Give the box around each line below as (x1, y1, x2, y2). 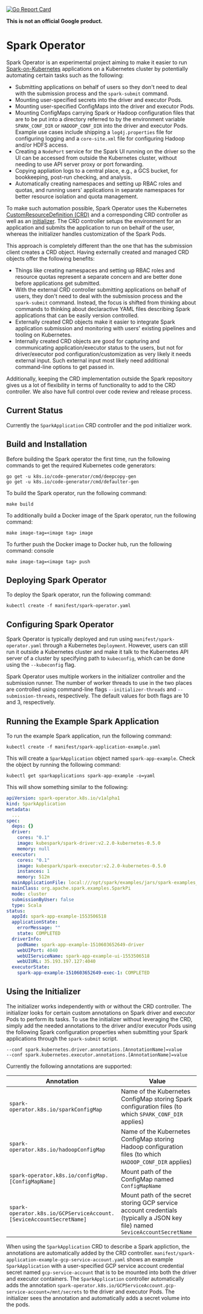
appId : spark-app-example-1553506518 (11, 913, 107, 919)
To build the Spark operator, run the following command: (6, 489, 147, 496)
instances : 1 (17, 869, 50, 875)
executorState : (11, 964, 50, 970)
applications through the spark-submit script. (6, 1035, 118, 1042)
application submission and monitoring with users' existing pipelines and (14, 324, 196, 332)
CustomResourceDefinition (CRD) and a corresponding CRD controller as (6, 211, 188, 218)
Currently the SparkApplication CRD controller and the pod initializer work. (6, 421, 192, 429)
